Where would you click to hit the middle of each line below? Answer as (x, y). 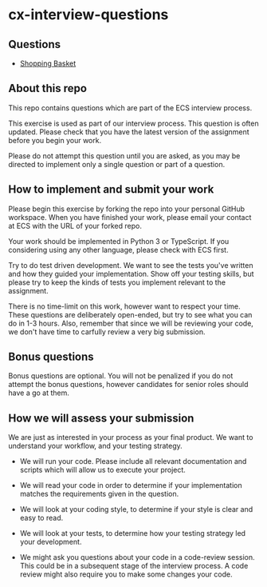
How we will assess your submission (101, 418)
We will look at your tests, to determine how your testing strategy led (132, 533)
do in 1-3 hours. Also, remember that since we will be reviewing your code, (131, 323)
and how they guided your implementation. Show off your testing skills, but (131, 274)
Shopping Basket (48, 63)
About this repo (48, 88)
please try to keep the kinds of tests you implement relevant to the (117, 282)
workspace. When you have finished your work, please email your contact (130, 217)
